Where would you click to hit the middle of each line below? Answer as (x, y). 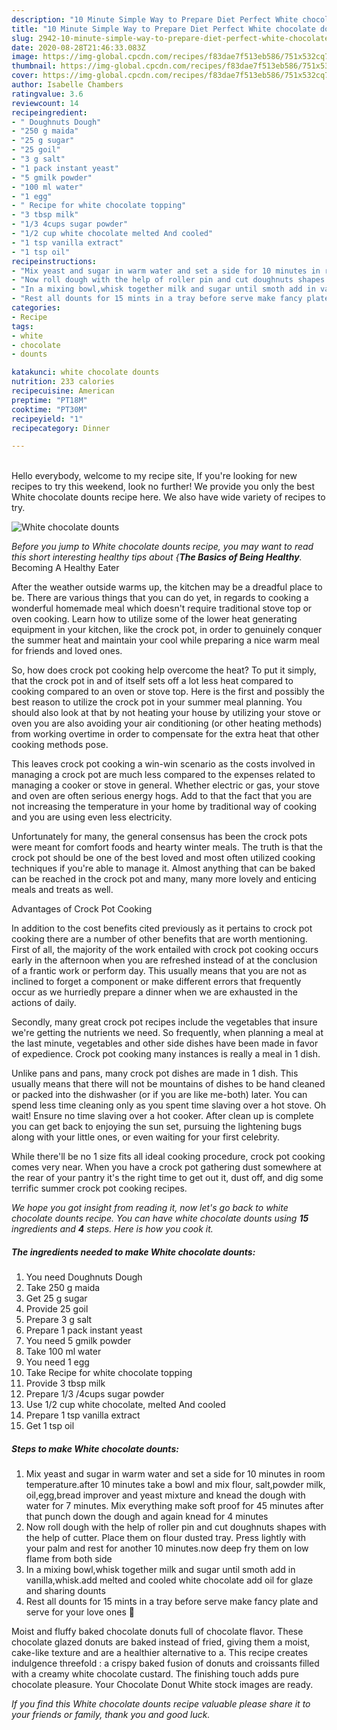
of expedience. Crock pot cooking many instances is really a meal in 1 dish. (166, 1054)
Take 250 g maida (63, 1288)
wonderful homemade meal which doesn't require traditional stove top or (162, 608)
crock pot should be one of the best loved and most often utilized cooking (163, 858)
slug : (22, 38)
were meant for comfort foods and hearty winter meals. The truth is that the (167, 847)
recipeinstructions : (54, 261)
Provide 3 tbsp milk (65, 1383)
